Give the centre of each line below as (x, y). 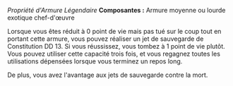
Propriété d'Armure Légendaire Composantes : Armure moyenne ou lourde (116, 10)
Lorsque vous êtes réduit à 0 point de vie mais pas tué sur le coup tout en (114, 31)
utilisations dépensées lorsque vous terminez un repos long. (95, 61)
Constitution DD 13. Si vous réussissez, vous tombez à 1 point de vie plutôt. (116, 46)
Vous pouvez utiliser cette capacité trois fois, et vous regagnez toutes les (114, 54)
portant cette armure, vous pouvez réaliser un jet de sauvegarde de (106, 39)
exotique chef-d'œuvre (41, 18)
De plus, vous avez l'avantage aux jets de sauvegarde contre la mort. (108, 75)
